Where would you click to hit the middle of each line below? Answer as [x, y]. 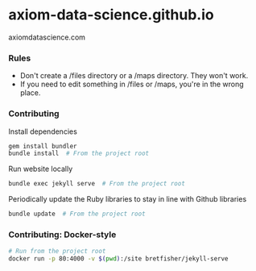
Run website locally [41, 169]
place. [30, 93]
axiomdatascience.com [47, 37]
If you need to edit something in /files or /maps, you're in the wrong [132, 84]
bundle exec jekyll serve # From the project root [97, 184]
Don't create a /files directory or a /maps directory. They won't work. [134, 76]
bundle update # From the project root [77, 214]
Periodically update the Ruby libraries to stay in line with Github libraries [128, 199]
